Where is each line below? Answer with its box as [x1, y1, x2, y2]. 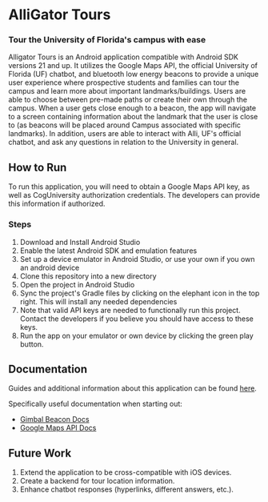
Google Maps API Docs [19, 423, 97, 433]
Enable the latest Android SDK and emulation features [19, 246, 198, 255]
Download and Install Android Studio [19, 237, 141, 247]
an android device [19, 263, 80, 272]
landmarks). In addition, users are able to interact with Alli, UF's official [8, 129, 242, 139]
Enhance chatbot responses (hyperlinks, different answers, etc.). [19, 484, 234, 494]
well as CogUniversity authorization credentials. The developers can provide [8, 191, 260, 200]
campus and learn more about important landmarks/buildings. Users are [8, 86, 246, 96]
